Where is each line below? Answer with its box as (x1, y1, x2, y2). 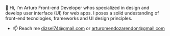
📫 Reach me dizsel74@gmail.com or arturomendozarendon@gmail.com (12, 25, 165, 31)
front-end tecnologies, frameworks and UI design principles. (5, 15, 133, 21)
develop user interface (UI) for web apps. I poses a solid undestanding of (5, 10, 159, 16)
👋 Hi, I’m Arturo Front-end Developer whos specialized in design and (5, 5, 150, 10)
